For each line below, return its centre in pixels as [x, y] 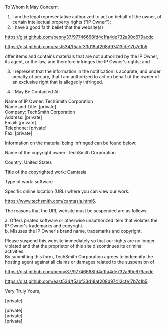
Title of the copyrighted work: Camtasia [46, 172]
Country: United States [29, 162]
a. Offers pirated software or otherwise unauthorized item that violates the [81, 220]
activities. [15, 251]
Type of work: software [29, 182]
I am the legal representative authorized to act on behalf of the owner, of [87, 17]
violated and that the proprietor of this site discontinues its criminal [74, 246]
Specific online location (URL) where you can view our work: [67, 191]
